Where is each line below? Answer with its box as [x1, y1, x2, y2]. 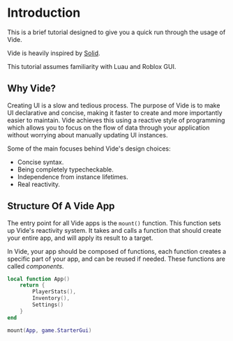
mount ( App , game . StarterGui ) [7, 326, 92, 334]
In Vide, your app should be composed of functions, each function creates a [7, 247, 227, 255]
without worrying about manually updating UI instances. [7, 130, 168, 139]
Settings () [32, 301, 64, 308]
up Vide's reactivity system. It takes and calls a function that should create [7, 226, 222, 234]
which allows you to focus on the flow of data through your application [7, 123, 210, 132]
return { [20, 282, 45, 289]
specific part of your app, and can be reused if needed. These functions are [7, 255, 225, 263]
